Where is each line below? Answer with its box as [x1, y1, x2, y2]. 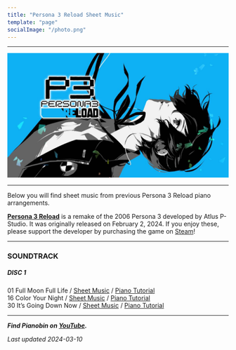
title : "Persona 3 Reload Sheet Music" [7, 11, 124, 18]
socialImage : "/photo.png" [7, 26, 86, 33]
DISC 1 [7, 269, 27, 277]
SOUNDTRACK [7, 251, 59, 261]
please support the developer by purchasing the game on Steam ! [7, 227, 195, 235]
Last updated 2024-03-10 [7, 335, 83, 343]
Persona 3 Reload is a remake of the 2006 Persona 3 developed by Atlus [7, 212, 219, 220]
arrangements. [7, 198, 51, 207]
